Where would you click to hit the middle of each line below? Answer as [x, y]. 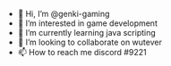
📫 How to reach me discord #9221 [82, 52]
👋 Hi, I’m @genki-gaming [64, 14]
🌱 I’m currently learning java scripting [87, 33]
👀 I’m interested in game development [88, 23]
